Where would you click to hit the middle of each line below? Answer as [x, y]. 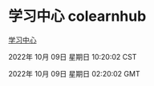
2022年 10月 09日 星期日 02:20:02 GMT [74, 73]
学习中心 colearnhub [77, 16]
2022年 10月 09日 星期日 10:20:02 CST [73, 57]
